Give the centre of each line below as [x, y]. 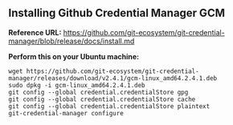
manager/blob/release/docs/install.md [72, 41]
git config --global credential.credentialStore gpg [98, 92]
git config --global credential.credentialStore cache [102, 99]
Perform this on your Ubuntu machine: [74, 56]
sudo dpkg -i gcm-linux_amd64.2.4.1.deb [77, 85]
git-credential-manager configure [66, 113]
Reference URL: [35, 32]
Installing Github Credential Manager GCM [117, 13]
